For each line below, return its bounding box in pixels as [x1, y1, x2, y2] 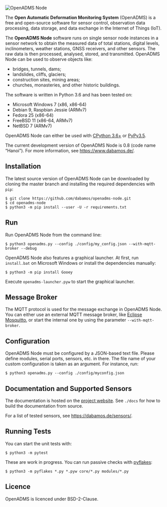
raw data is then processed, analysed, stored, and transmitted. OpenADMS [5, 51, 160, 57]
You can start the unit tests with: [5, 440, 72, 447]
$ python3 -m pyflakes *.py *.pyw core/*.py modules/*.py [5, 469, 129, 474]
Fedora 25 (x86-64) [12, 112, 54, 118]
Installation [5, 162, 41, 171]
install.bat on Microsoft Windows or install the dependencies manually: [5, 260, 156, 266]
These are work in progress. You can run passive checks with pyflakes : [5, 459, 153, 465]
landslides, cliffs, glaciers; [12, 71, 67, 77]
